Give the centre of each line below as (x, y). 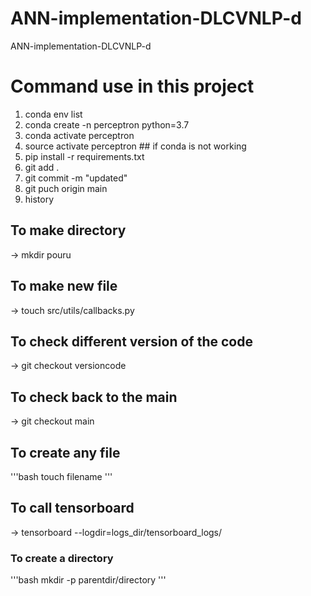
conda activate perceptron (79, 135)
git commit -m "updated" (76, 178)
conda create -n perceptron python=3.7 (107, 124)
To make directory (68, 230)
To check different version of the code (131, 341)
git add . (42, 167)
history (39, 199)
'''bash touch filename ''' (61, 476)
